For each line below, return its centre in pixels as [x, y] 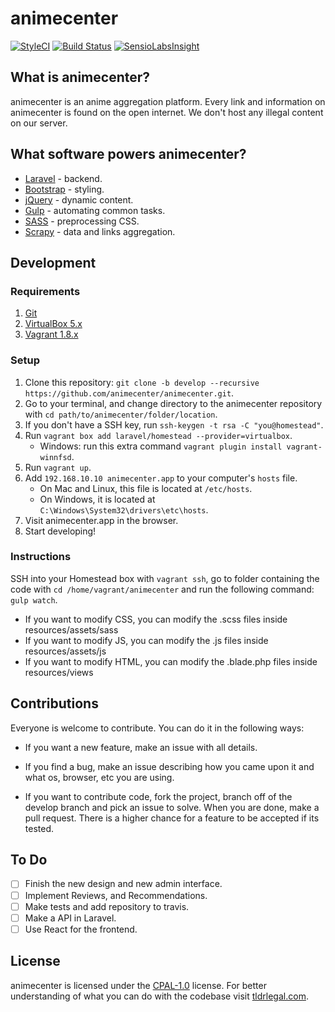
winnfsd [55, 457]
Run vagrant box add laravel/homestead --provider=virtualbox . [158, 435]
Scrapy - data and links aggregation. [100, 231]
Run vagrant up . [58, 467]
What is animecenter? [80, 77]
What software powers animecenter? [128, 154]
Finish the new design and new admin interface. [123, 884]
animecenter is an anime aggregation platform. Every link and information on [168, 101]
